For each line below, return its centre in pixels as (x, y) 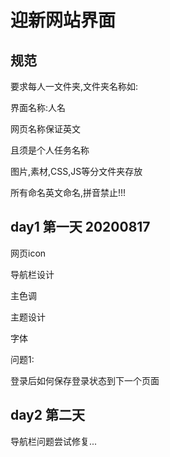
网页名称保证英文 (45, 129)
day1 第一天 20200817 (80, 227)
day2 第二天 (47, 415)
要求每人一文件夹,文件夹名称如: (74, 86)
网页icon (28, 253)
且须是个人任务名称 (50, 150)
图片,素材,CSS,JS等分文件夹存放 (76, 171)
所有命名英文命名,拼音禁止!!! (68, 192)
